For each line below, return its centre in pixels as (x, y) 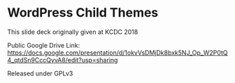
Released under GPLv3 (40, 73)
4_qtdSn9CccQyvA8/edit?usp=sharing (63, 59)
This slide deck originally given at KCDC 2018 (73, 32)
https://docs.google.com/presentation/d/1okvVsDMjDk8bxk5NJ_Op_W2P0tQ (118, 53)
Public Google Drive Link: (44, 45)
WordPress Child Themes (83, 13)
